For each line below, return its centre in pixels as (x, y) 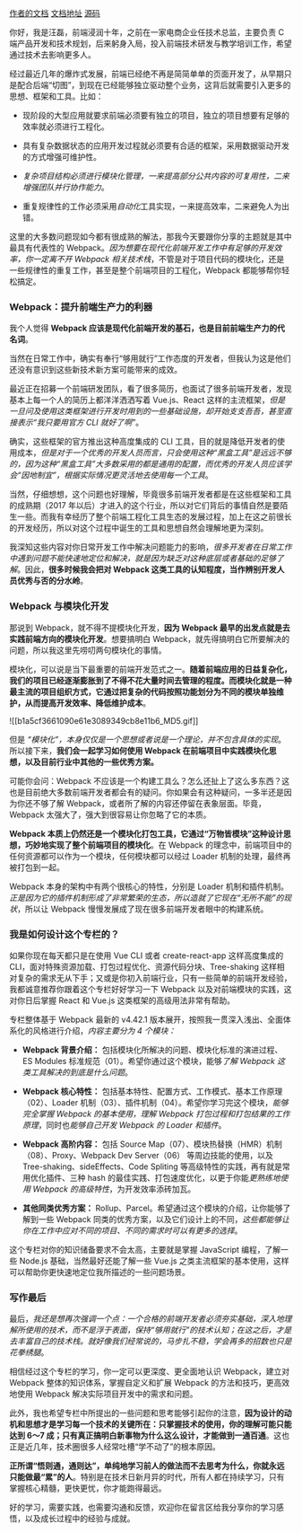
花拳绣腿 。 (29, 1352)
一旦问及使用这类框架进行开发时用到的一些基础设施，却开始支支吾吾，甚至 (147, 411)
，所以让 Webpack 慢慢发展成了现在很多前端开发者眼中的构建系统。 (143, 909)
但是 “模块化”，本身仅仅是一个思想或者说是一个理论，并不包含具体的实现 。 (148, 739)
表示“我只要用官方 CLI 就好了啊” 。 (80, 423)
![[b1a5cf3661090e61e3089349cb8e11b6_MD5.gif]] (104, 720)
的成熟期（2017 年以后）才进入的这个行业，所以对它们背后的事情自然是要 (145, 506)
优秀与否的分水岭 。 (52, 581)
